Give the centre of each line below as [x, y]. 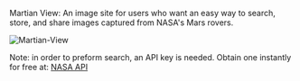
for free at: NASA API [49, 67]
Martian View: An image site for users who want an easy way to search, [142, 13]
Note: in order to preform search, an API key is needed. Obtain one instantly [150, 57]
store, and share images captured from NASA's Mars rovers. [122, 22]
